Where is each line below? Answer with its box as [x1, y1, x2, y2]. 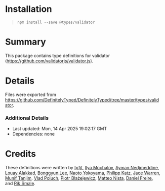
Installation [5, 3, 52, 15]
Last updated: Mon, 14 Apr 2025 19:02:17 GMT [12, 126, 107, 132]
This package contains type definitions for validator [5, 52, 110, 58]
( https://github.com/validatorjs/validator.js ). [5, 58, 94, 64]
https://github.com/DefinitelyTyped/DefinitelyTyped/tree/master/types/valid [5, 96, 159, 102]
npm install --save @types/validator [17, 20, 95, 25]
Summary [5, 36, 46, 48]
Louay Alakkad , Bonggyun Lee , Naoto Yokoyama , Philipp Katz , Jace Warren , [5, 170, 161, 176]
